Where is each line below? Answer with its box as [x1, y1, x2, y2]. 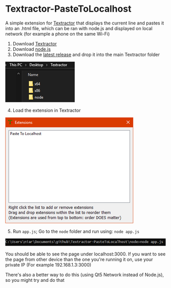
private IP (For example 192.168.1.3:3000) [5, 262, 92, 268]
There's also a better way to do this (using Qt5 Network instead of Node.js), [5, 272, 164, 278]
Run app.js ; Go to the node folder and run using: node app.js [12, 228, 140, 234]
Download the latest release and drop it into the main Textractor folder [12, 51, 160, 58]
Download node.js [12, 46, 51, 52]
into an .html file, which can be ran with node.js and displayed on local [5, 25, 153, 31]
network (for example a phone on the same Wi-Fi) [5, 31, 110, 37]
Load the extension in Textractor [12, 107, 81, 113]
